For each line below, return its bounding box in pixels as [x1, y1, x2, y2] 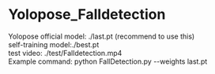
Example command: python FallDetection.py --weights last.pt [8, 57, 208, 66]
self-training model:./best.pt [8, 39, 100, 49]
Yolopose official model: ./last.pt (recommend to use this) [8, 31, 195, 41]
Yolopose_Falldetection [8, 6, 166, 24]
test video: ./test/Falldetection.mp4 [8, 48, 123, 57]
